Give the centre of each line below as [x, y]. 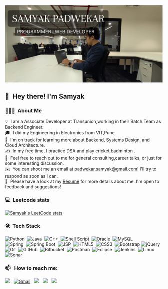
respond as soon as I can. [32, 176]
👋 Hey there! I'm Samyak [45, 96]
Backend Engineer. [24, 127]
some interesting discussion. [35, 163]
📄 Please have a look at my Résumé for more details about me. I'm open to [82, 182]
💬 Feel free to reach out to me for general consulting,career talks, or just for [84, 158]
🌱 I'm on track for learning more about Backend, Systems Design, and [77, 140]
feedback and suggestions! [33, 187]
